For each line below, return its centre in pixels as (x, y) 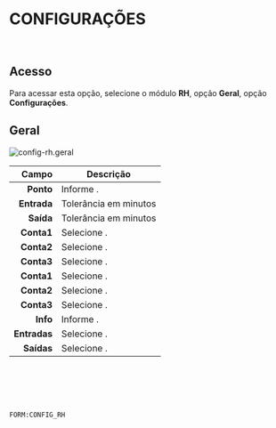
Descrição (109, 174)
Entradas (33, 334)
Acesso (31, 72)
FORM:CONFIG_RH (37, 415)
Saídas (38, 348)
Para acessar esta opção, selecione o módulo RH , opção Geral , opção (138, 93)
